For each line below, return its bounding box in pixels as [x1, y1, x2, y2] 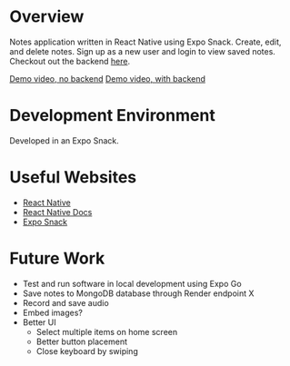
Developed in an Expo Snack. [9, 134, 120, 146]
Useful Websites [9, 167, 137, 188]
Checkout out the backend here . [9, 55, 130, 66]
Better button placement [35, 336, 128, 347]
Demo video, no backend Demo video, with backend [9, 73, 206, 84]
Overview [9, 6, 85, 27]
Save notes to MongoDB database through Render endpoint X [22, 288, 255, 299]
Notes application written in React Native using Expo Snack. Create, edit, [9, 36, 282, 47]
